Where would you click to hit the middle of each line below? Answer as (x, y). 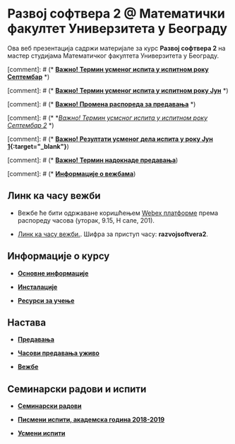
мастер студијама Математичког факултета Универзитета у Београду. (113, 56)
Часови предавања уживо (59, 353)
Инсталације (37, 287)
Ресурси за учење (46, 300)
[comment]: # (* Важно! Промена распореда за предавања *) (102, 104)
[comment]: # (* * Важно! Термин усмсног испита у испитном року (108, 118)
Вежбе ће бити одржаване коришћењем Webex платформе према (118, 213)
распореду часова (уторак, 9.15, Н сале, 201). (86, 220)
